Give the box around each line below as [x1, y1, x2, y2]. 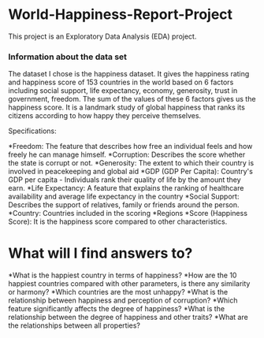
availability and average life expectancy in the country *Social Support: [8, 191, 240, 202]
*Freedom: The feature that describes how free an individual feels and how [8, 142, 253, 151]
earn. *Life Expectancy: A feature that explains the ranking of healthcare [8, 184, 244, 193]
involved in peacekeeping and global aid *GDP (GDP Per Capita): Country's [8, 167, 254, 176]
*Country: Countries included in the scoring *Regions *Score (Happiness [8, 209, 248, 218]
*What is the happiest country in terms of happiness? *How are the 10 [8, 270, 237, 280]
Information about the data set [8, 51, 128, 62]
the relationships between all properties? [8, 321, 140, 330]
